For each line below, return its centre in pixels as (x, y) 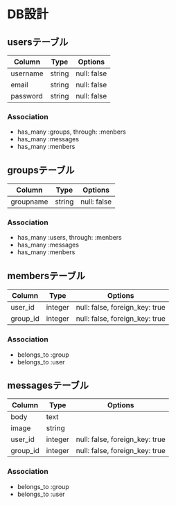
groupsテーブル (41, 170)
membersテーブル (46, 275)
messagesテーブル (48, 385)
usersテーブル (38, 42)
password (27, 96)
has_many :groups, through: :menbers (71, 132)
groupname (29, 202)
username (27, 73)
